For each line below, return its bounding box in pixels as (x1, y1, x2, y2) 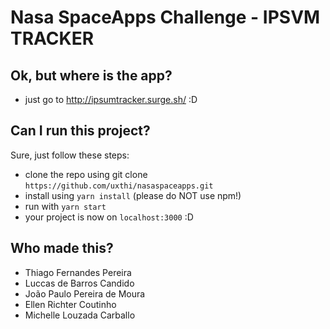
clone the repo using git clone (24, 168, 148, 180)
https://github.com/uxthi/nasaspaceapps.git (24, 181, 214, 191)
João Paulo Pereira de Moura (24, 287, 146, 300)
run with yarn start (24, 200, 107, 212)
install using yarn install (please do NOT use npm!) (24, 189, 242, 201)
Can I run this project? (10, 122, 151, 140)
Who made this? (10, 240, 114, 257)
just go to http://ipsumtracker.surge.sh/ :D (24, 94, 198, 105)
